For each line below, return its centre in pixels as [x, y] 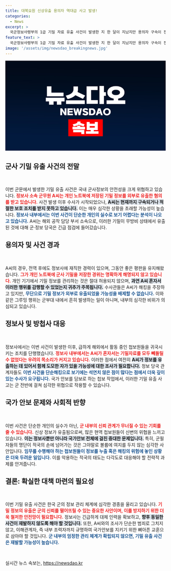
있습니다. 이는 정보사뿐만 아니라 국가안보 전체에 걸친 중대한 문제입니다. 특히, [80, 438]
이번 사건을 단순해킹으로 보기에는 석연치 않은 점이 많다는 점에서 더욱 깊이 [94, 372]
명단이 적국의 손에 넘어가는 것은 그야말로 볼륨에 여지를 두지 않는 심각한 [89, 444]
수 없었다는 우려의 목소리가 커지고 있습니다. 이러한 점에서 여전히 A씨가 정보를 [81, 359]
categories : [18, 16]
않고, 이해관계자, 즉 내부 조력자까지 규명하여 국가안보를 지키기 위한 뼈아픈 [78, 530]
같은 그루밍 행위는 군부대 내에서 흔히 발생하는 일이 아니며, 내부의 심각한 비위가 [83, 299]
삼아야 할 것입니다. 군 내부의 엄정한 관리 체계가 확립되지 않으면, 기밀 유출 [81, 536]
